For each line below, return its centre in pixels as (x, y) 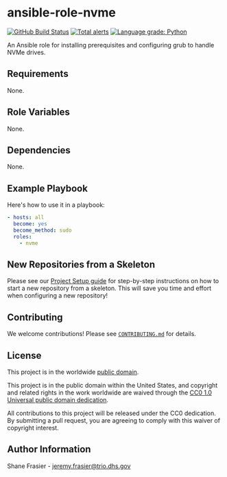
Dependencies (39, 150)
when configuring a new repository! (58, 296)
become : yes (31, 224)
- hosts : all (26, 218)
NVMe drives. (26, 52)
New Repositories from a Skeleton (81, 264)
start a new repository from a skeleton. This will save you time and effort (109, 288)
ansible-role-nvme (62, 13)
